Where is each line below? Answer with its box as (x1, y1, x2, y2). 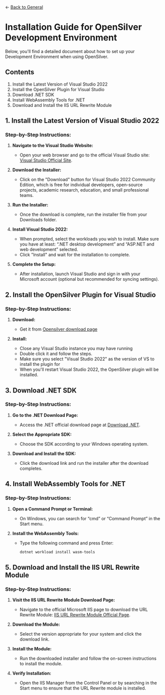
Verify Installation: (12, 670, 52, 676)
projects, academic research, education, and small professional (19, 187, 149, 193)
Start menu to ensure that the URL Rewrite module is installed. (19, 685, 146, 691)
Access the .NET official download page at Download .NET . (19, 422, 141, 428)
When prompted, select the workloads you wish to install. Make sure (19, 236, 159, 242)
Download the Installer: (12, 167, 62, 173)
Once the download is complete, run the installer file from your (19, 211, 147, 217)
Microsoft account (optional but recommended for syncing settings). (19, 276, 159, 282)
